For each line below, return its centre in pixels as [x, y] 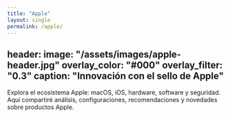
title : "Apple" [29, 13]
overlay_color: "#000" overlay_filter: [142, 65]
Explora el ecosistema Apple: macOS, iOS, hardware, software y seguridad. [114, 92]
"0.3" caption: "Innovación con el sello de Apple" [115, 76]
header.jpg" [33, 65]
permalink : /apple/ [35, 26]
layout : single [29, 20]
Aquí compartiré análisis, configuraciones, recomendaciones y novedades [113, 100]
